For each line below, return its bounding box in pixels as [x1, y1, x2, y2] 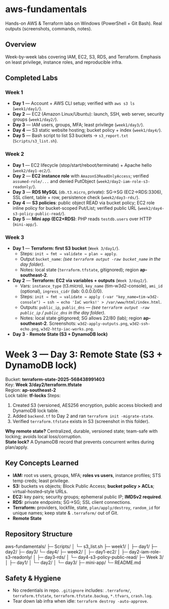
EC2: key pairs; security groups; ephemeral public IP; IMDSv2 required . [12, 494, 162, 500]
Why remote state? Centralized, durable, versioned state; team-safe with [5, 428, 158, 434]
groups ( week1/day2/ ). [12, 116, 58, 122]
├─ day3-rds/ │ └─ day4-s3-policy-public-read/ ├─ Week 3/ [37, 554, 164, 560]
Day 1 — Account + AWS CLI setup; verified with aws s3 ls [12, 100, 135, 107]
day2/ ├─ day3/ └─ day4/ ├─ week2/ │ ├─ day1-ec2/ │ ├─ [5, 548, 128, 554]
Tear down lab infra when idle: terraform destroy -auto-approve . [12, 598, 148, 604]
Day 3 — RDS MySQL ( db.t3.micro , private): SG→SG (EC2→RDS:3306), [12, 189, 163, 195]
